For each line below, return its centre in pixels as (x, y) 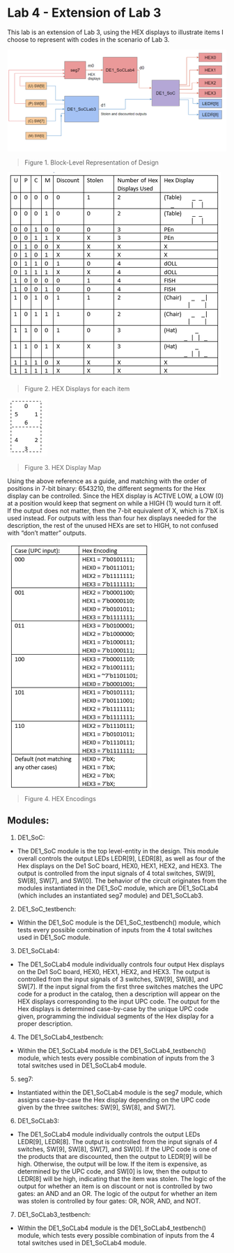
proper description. (45, 1024)
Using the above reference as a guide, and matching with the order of (107, 481)
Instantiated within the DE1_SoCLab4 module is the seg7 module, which (120, 1092)
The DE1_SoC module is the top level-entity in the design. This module (118, 851)
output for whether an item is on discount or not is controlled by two (115, 1186)
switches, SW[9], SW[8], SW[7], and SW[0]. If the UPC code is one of (117, 1149)
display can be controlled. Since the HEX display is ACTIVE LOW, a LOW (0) (116, 496)
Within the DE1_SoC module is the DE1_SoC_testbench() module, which (119, 922)
